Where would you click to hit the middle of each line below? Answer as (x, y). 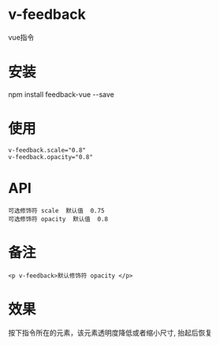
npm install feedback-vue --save (61, 94)
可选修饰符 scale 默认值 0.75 (56, 210)
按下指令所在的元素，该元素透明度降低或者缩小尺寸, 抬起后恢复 (110, 332)
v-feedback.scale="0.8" (47, 150)
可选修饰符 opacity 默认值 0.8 (58, 219)
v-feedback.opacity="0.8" (50, 157)
